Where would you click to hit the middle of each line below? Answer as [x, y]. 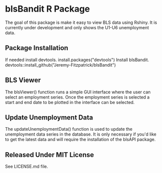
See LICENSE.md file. [27, 167]
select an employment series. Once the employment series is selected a [77, 97]
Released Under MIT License [50, 155]
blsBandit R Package [48, 9]
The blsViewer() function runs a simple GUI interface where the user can [78, 92]
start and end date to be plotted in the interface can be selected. [70, 102]
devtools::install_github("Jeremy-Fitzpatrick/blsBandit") [61, 65]
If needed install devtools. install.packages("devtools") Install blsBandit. [77, 60]
